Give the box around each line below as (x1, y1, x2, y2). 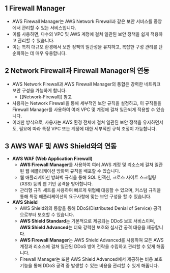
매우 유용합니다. (35, 50, 67, 56)
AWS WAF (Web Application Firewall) (12, 155, 93, 162)
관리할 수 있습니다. (17, 37, 54, 43)
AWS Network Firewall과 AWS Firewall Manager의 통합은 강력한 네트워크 (12, 81, 161, 87)
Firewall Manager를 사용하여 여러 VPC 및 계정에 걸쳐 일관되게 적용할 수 (12, 106, 155, 113)
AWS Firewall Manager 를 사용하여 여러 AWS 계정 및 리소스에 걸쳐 (19, 161, 154, 168)
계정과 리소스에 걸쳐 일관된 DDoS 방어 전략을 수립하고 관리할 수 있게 (19, 243, 156, 250)
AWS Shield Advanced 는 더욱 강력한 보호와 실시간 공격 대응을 (19, 224, 146, 231)
